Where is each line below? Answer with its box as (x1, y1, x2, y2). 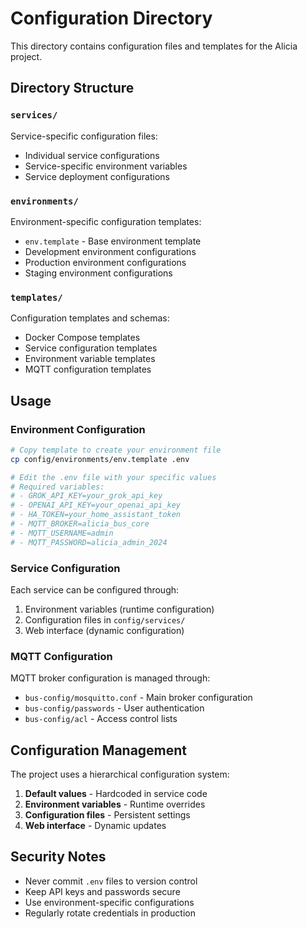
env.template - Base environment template (24, 235, 202, 247)
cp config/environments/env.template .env (10, 454, 190, 464)
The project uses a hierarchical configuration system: (10, 768, 230, 781)
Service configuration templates (24, 342, 158, 354)
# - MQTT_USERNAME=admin (10, 528, 114, 538)
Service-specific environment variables (24, 160, 188, 172)
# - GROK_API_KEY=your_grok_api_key (10, 491, 163, 501)
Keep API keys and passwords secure (24, 885, 181, 897)
